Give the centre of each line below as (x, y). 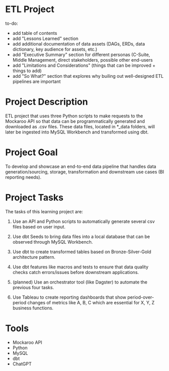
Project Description (47, 102)
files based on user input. (39, 226)
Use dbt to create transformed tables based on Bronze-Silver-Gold (82, 252)
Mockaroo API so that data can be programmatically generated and (75, 121)
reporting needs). (23, 177)
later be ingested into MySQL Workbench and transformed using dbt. (77, 132)
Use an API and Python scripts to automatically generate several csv (83, 221)
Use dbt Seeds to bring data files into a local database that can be (81, 237)
